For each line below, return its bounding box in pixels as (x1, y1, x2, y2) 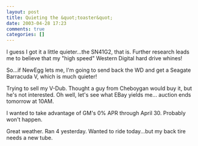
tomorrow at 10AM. (6, 98, 54, 105)
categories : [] (6, 32, 45, 38)
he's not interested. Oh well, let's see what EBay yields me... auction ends (6, 91, 191, 99)
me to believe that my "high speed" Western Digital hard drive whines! (6, 55, 183, 62)
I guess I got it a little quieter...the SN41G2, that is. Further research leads (6, 48, 190, 55)
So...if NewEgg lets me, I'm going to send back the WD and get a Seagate (6, 66, 191, 74)
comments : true (6, 26, 45, 32)
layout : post (6, 9, 40, 15)
